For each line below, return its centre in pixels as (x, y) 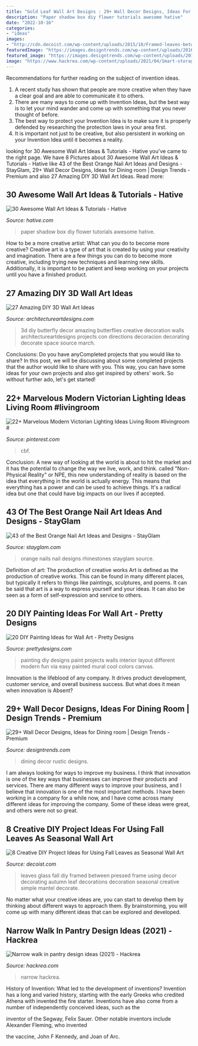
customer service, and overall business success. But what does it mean (93, 684)
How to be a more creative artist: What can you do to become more (88, 243)
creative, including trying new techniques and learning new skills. (85, 262)
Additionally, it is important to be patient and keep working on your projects (98, 268)
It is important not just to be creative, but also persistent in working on (100, 133)
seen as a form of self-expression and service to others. (74, 595)
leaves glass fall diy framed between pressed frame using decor (98, 876)
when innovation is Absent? (39, 690)
